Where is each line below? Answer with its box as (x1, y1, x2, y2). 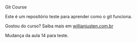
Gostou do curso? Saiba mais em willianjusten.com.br (5, 23, 114, 29)
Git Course (5, 4, 27, 10)
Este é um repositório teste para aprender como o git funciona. (5, 14, 133, 19)
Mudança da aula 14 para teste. (5, 33, 69, 38)
